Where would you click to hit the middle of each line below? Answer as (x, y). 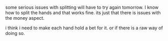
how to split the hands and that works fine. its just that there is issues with (83, 13)
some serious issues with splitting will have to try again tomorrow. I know (82, 7)
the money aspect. (25, 18)
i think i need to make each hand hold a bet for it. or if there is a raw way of (84, 28)
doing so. (15, 33)
